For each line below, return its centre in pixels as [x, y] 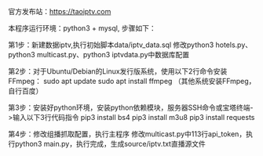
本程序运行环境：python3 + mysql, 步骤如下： [82, 28]
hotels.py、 [234, 45]
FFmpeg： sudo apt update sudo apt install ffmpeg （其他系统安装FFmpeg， [132, 81]
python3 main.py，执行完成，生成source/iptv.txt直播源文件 [110, 144]
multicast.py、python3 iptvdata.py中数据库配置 [113, 54]
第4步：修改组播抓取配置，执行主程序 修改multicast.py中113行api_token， [127, 134]
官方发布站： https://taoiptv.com [60, 11]
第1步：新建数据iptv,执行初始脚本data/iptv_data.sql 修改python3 [111, 45]
